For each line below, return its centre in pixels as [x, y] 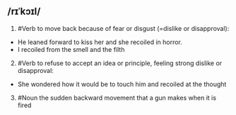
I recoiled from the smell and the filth [71, 49]
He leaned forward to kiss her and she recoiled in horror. [100, 42]
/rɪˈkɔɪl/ [24, 12]
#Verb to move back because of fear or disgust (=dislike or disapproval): [123, 28]
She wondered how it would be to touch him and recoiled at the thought [122, 84]
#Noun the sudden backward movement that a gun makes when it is [117, 97]
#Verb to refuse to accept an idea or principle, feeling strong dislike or [120, 63]
